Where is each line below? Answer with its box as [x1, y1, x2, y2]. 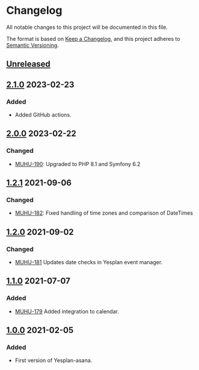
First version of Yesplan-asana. [14, 357, 93, 364]
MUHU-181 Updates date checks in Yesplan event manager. [14, 259, 163, 266]
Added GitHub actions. [14, 111, 72, 119]
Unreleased [6, 59, 51, 69]
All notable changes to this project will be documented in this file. [6, 23, 168, 31]
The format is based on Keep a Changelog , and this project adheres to [6, 35, 180, 42]
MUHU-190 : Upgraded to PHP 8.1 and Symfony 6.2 [14, 160, 141, 167]
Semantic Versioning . [6, 42, 59, 49]
